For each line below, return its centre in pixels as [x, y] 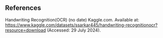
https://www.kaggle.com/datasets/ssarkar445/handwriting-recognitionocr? [81, 25]
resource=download [26, 30]
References [23, 8]
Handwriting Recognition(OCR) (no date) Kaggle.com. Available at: [72, 19]
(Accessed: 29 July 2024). [74, 30]
